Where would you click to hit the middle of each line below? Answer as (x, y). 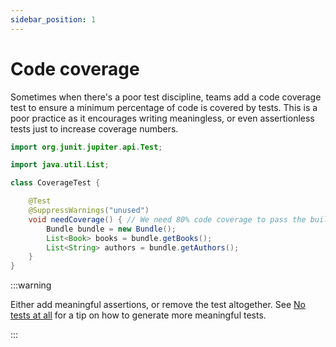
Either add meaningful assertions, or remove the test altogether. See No (158, 305)
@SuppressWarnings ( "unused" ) (89, 211)
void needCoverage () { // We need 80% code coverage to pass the (167, 219)
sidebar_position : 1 (53, 19)
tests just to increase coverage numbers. (94, 128)
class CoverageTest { (55, 183)
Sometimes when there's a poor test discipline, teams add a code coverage (166, 97)
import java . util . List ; (60, 165)
